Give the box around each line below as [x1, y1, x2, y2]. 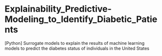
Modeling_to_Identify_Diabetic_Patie [4, 14, 158, 25]
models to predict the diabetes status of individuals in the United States [4, 45, 150, 51]
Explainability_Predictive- [4, 3, 112, 15]
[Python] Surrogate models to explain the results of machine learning [4, 40, 145, 46]
